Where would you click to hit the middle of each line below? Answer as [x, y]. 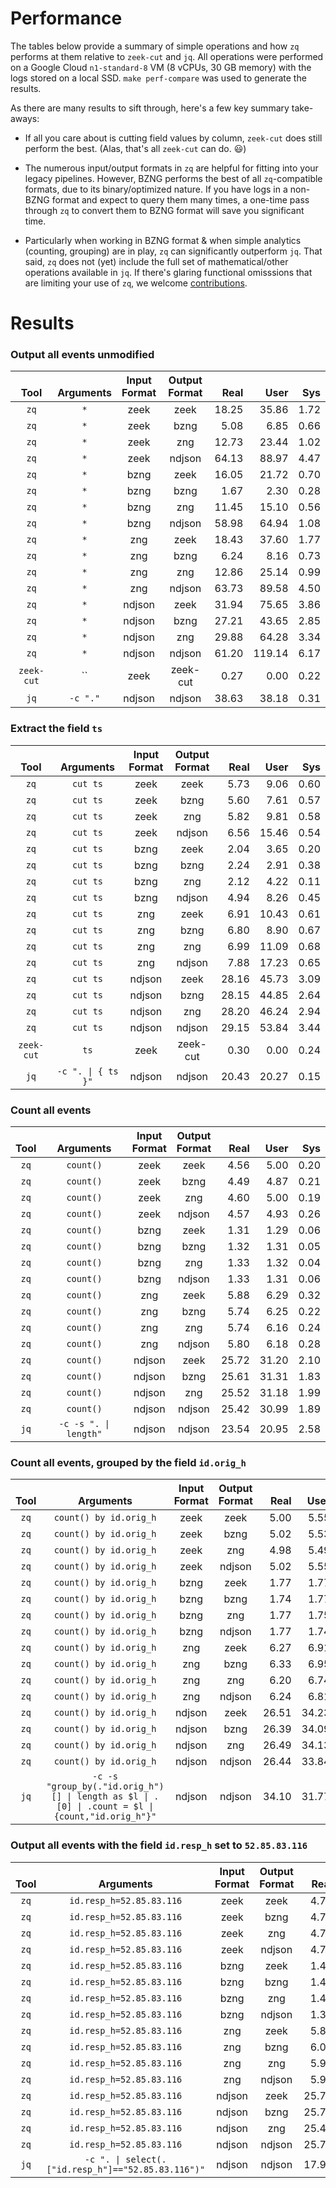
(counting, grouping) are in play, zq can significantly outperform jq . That [173, 251]
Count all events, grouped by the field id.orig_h [128, 1462]
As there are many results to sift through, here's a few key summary [150, 108]
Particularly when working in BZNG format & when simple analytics [163, 240]
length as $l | [113, 1796]
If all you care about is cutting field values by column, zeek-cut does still [173, 138]
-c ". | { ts [87, 1071]
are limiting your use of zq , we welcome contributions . [136, 283]
